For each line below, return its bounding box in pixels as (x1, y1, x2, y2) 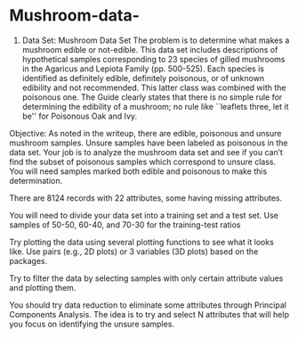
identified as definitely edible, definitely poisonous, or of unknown (21, 72, 265, 83)
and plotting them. (9, 282, 77, 293)
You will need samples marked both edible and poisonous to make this (9, 166, 268, 177)
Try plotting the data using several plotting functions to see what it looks (9, 236, 274, 247)
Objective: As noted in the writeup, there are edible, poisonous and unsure (9, 128, 282, 138)
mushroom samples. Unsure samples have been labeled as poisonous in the (9, 137, 288, 148)
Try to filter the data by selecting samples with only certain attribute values (9, 273, 284, 284)
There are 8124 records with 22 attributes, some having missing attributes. (9, 193, 283, 203)
